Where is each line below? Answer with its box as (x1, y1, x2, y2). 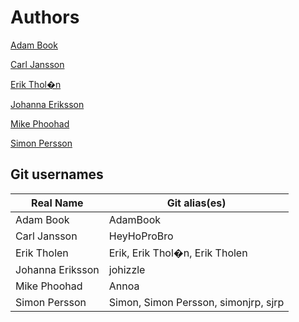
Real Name (31, 196, 84, 210)
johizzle (108, 262, 146, 276)
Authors (10, 6, 80, 29)
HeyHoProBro (108, 229, 174, 243)
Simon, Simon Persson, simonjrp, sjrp (108, 295, 285, 309)
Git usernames (10, 166, 104, 183)
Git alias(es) (166, 196, 227, 210)
